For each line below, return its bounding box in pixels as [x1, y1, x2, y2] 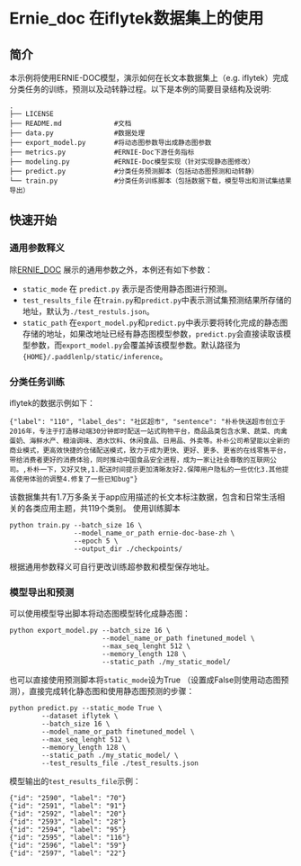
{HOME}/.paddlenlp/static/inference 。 [22, 350, 168, 361]
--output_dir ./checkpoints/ [73, 544, 182, 554]
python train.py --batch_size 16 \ [9, 520, 143, 529]
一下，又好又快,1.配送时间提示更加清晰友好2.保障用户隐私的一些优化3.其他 [40, 465, 283, 474]
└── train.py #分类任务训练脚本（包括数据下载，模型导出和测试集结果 [9, 176, 292, 185]
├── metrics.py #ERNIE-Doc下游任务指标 [9, 148, 195, 157]
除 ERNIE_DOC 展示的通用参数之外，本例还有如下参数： [9, 264, 213, 275]
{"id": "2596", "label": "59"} [9, 841, 127, 851]
